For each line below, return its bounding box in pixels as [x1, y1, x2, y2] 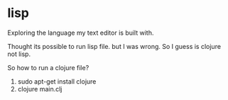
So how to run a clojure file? [7, 63, 89, 72]
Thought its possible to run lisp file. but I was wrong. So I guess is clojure [7, 42, 222, 50]
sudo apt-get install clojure [17, 77, 97, 86]
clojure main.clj [17, 84, 63, 93]
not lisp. [7, 50, 31, 58]
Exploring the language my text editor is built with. [7, 28, 154, 37]
